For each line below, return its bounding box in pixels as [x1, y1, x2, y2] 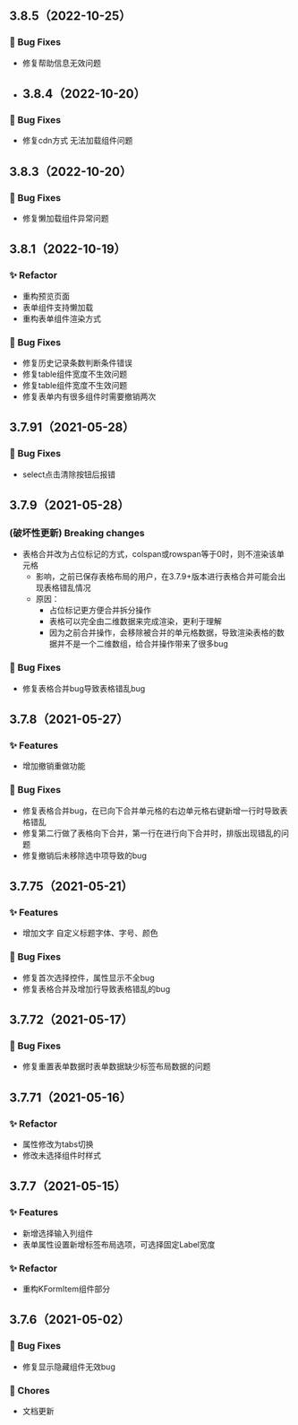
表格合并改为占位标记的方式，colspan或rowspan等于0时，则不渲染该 [21, 549, 277, 560]
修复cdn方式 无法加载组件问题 [21, 135, 133, 146]
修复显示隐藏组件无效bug [21, 1361, 116, 1372]
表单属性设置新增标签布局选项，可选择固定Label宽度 [21, 1238, 216, 1249]
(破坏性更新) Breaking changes [9, 527, 145, 540]
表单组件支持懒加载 [21, 301, 94, 312]
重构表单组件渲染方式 [21, 313, 101, 324]
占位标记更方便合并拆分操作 [48, 604, 152, 616]
